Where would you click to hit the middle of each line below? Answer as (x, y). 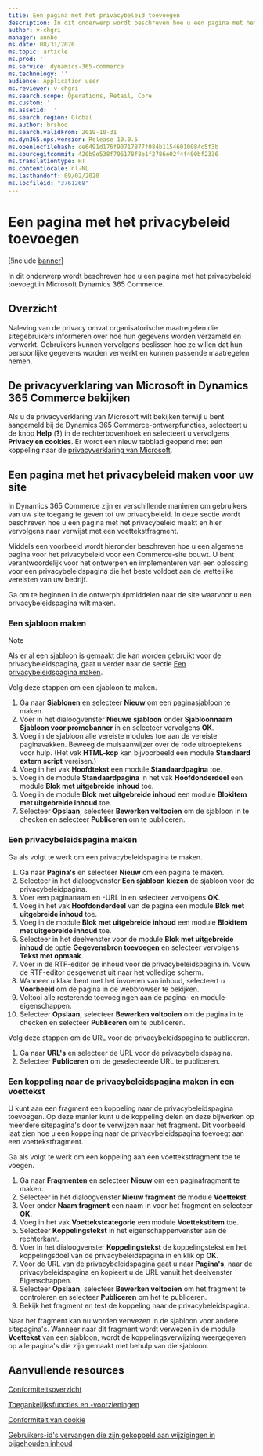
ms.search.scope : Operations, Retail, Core (80, 96)
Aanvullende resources (66, 1370)
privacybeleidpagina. (53, 889)
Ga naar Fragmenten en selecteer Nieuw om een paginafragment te (130, 1180)
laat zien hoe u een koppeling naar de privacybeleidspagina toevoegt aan (126, 1133)
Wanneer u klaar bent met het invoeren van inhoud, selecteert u (122, 980)
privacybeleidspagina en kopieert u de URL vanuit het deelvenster (126, 1272)
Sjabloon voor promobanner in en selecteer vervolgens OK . (117, 728)
